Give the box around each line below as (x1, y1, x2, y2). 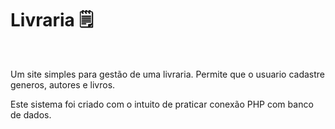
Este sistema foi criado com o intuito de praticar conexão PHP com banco (10, 98, 314, 110)
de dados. (10, 108, 52, 121)
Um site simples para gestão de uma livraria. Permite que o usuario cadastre (10, 68, 326, 80)
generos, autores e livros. (10, 78, 116, 91)
